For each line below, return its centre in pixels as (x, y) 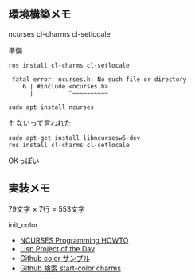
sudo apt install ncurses (51, 107)
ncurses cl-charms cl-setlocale (60, 33)
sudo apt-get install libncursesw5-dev (74, 138)
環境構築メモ (40, 14)
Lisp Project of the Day (57, 248)
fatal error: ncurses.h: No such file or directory (99, 79)
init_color (23, 224)
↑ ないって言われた (40, 122)
